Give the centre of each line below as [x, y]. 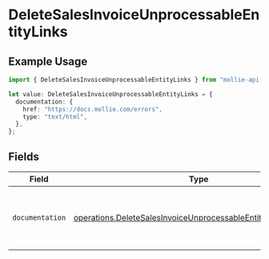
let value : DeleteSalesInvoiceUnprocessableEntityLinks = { [111, 94]
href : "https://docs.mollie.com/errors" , [92, 109]
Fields [24, 157]
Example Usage [48, 61]
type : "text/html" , [55, 117]
